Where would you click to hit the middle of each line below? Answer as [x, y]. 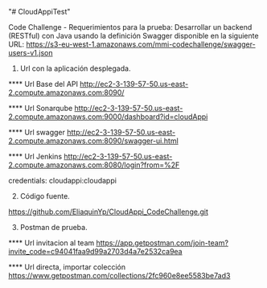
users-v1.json [31, 53]
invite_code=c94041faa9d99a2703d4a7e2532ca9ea [95, 251]
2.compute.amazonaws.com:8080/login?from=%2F [94, 165]
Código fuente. [45, 196]
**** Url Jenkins [35, 156]
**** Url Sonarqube [41, 108]
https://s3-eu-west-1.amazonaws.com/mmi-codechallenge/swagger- [141, 44]
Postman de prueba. [53, 227]
